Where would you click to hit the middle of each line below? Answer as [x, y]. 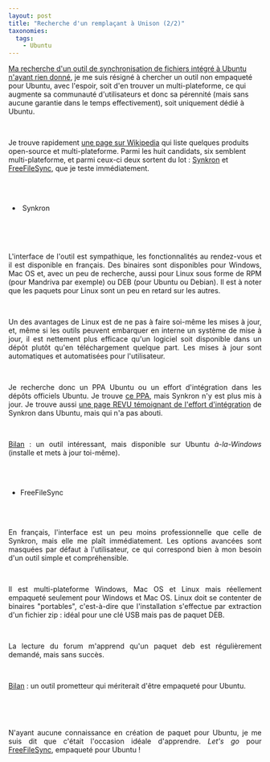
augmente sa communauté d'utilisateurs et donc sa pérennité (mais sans [129, 94]
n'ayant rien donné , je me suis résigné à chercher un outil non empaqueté [131, 77]
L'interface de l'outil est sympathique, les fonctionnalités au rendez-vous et [135, 257]
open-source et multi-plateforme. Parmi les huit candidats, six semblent [127, 151]
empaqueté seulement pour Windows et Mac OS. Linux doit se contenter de [135, 598]
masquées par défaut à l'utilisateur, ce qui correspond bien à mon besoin [135, 549]
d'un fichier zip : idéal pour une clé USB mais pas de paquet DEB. [117, 615]
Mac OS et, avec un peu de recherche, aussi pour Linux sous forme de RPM [135, 274]
